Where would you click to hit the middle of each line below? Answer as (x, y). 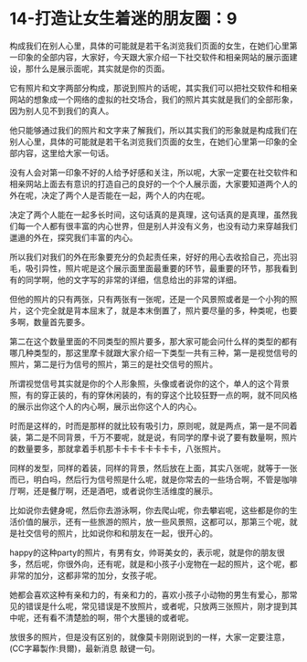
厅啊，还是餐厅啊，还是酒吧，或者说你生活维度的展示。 (113, 490)
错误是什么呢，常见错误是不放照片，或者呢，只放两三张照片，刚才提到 (157, 606)
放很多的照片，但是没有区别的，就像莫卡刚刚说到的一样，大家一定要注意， (149, 636)
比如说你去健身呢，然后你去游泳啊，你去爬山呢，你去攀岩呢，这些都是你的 (149, 510)
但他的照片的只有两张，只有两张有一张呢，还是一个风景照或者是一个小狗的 (149, 299)
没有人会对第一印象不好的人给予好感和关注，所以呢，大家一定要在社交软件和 (153, 172)
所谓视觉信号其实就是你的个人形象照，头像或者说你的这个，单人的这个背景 (149, 384)
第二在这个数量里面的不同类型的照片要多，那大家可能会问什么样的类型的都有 (153, 341)
